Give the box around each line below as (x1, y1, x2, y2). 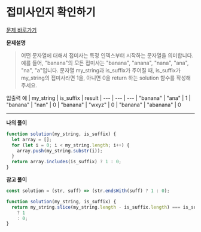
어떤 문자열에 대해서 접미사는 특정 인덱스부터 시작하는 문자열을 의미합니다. (20, 51, 194, 59)
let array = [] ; (11, 136, 52, 142)
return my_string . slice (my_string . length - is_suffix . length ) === (11, 204, 181, 210)
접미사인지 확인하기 (6, 5, 96, 19)
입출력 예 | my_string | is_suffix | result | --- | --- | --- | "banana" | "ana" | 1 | (6, 94, 191, 102)
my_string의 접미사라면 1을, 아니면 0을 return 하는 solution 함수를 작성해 (20, 74, 191, 81)
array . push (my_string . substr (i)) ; (17, 148, 103, 154)
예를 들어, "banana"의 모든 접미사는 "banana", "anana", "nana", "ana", (20, 59, 189, 66)
